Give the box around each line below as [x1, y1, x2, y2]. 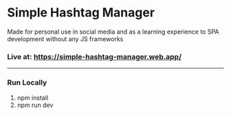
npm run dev [16, 101, 54, 109]
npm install [16, 93, 49, 102]
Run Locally [7, 78, 47, 87]
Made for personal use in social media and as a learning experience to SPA [7, 27, 219, 36]
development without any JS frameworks [7, 34, 124, 43]
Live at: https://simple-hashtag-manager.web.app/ [7, 51, 182, 61]
